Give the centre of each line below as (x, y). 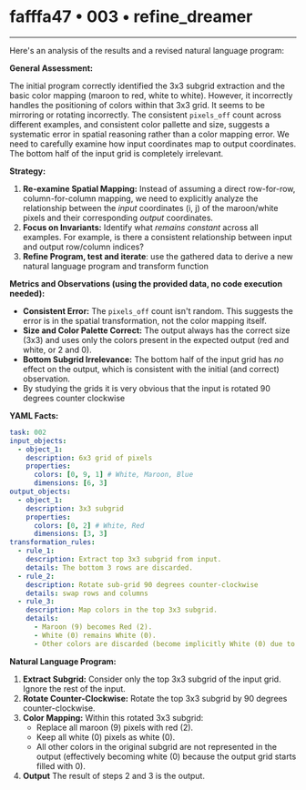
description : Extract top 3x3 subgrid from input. (124, 560)
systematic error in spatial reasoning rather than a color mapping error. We (149, 134)
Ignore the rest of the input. (74, 688)
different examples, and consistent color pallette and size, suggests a (140, 124)
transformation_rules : (52, 542)
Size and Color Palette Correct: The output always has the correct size (156, 330)
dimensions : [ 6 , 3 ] (70, 483)
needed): (27, 293)
